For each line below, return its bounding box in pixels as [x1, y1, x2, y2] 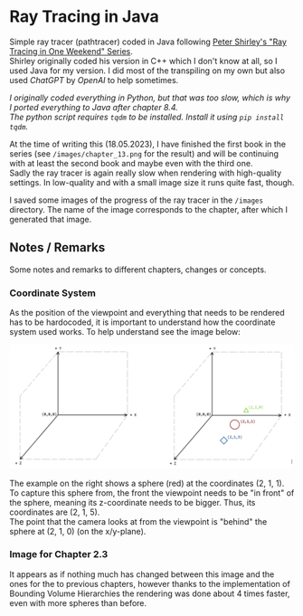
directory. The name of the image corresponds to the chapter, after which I [9, 204, 288, 214]
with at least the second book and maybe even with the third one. [9, 157, 253, 168]
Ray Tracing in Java [9, 6, 160, 27]
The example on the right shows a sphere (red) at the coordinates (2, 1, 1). [9, 478, 285, 488]
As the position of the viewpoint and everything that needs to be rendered [9, 308, 285, 318]
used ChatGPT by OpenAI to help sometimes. [9, 74, 179, 85]
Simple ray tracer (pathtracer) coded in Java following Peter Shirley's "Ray [9, 36, 288, 47]
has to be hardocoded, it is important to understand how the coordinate [9, 317, 276, 327]
